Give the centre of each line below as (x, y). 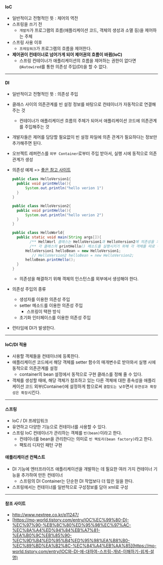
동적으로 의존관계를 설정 (35, 368)
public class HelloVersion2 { (41, 206)
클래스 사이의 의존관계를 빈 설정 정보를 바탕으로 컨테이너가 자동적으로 (77, 104)
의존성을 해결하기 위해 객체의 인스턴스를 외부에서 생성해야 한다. (79, 279)
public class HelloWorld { (38, 233)
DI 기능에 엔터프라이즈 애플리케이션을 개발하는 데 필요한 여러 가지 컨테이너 (82, 469)
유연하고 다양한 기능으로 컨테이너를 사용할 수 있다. (59, 427)
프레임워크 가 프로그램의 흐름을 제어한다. (56, 49)
